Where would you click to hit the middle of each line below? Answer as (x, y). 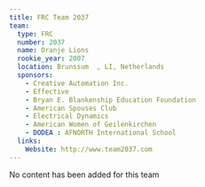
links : (29, 141)
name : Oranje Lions (53, 51)
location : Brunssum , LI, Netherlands (91, 67)
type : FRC (35, 34)
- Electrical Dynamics (67, 116)
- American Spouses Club (71, 108)
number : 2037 (41, 42)
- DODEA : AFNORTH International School (101, 133)
